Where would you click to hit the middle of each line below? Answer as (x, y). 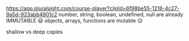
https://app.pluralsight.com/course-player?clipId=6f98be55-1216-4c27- (93, 8)
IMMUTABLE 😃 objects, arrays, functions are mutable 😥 (75, 20)
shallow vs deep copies (35, 32)
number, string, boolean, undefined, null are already (121, 14)
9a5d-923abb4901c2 (32, 14)
